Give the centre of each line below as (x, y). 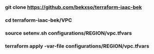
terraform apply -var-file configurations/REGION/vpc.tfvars (77, 46)
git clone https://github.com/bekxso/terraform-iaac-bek (74, 7)
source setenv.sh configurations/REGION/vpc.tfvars (68, 33)
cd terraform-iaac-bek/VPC (38, 20)
